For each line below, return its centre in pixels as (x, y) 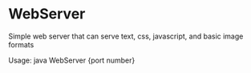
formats (21, 44)
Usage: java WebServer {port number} (72, 60)
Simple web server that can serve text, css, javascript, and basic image (126, 36)
